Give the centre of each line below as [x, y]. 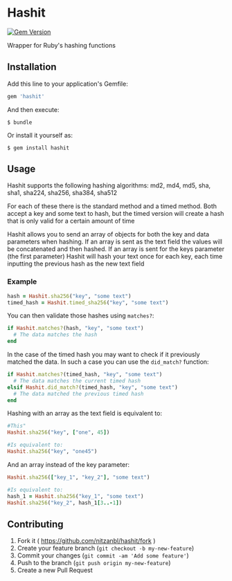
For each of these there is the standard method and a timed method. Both [112, 206]
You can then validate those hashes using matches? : [81, 315]
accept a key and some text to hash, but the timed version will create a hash [116, 214]
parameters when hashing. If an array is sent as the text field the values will [115, 242]
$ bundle [20, 122]
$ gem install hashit [38, 148]
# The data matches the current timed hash [77, 381]
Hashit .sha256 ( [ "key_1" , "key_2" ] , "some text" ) [79, 477]
